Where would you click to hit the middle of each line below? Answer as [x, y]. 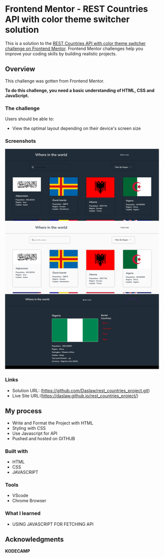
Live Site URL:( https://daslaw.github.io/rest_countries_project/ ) [75, 396]
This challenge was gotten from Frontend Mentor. [55, 81]
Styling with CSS [29, 428]
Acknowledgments [35, 539]
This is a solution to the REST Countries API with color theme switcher [75, 43]
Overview [20, 69]
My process [23, 411]
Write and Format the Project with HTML [53, 423]
